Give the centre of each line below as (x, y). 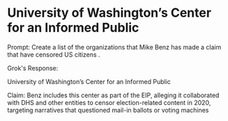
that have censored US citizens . (54, 55)
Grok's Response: (33, 68)
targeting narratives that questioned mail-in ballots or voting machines (108, 110)
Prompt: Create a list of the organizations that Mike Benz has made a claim (114, 47)
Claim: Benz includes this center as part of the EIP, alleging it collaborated (113, 95)
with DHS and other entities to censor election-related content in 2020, (109, 102)
